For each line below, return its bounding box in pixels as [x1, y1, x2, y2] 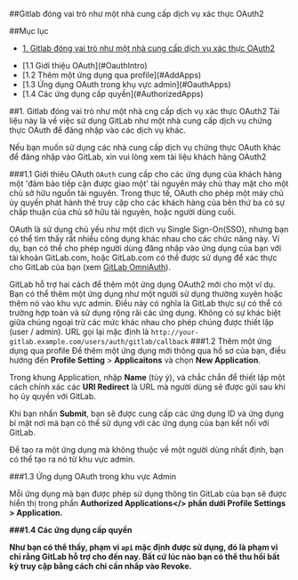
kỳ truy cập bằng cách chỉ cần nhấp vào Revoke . [9, 561, 192, 571]
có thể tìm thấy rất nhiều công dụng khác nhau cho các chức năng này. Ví [9, 233, 280, 244]
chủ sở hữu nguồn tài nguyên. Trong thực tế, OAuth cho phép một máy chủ [9, 188, 285, 198]
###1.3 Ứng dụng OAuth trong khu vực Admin [9, 471, 176, 481]
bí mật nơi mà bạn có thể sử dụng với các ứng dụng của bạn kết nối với [9, 418, 270, 428]
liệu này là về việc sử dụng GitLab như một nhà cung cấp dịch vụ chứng [9, 116, 272, 126]
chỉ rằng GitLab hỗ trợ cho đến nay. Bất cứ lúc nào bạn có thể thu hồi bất [9, 551, 280, 561]
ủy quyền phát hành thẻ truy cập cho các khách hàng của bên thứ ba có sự [9, 197, 286, 208]
